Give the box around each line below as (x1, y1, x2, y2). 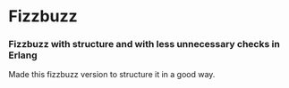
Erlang (8, 49, 38, 61)
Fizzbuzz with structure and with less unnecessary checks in (8, 38, 281, 51)
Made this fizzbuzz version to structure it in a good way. (8, 69, 216, 80)
